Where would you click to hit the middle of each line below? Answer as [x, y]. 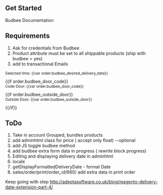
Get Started [23, 8]
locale [19, 162]
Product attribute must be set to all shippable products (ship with [79, 53]
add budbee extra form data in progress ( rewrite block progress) [79, 151]
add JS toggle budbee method [44, 146]
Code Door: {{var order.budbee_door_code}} [44, 86]
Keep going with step [27, 182]
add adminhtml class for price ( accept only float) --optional [74, 140]
